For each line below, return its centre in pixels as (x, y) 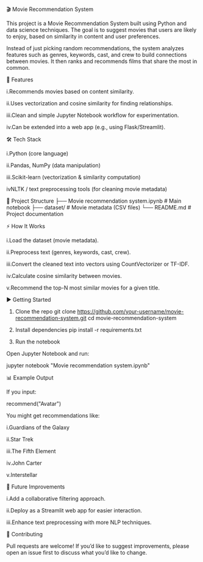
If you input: (21, 392)
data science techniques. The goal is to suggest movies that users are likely (101, 30)
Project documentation (35, 214)
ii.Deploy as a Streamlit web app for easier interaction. (74, 510)
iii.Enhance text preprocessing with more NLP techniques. (79, 522)
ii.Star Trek (20, 439)
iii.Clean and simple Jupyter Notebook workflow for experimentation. (93, 115)
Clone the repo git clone (45, 311)
